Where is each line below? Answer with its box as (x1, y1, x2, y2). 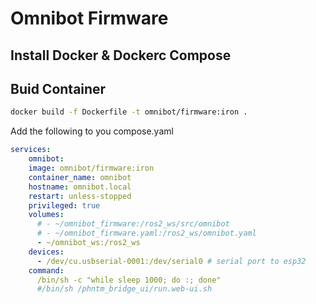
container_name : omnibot (28, 172, 132, 182)
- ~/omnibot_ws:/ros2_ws (36, 238, 141, 248)
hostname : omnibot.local (28, 182, 132, 192)
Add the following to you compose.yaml (10, 125, 174, 137)
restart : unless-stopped (28, 191, 132, 201)
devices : (28, 247, 65, 257)
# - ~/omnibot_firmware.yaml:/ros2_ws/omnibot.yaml (36, 228, 257, 239)
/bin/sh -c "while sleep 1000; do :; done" (36, 275, 222, 285)
